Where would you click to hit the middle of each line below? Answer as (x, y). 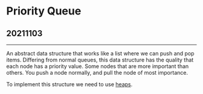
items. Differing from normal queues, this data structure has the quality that (100, 60)
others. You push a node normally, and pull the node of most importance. (97, 73)
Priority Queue (44, 11)
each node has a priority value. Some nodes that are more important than (98, 66)
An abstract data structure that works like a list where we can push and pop (100, 53)
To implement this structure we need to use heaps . (69, 84)
